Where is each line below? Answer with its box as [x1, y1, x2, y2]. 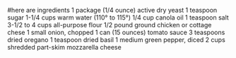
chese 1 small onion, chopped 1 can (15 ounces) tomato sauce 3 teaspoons [7, 28, 225, 36]
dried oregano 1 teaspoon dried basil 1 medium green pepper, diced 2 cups [7, 36, 226, 44]
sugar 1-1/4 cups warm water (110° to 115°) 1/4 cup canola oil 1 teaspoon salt [7, 13, 230, 22]
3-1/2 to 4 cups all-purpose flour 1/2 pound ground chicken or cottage [7, 21, 212, 29]
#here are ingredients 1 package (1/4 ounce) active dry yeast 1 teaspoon [7, 6, 218, 14]
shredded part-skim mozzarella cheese [7, 43, 122, 51]
